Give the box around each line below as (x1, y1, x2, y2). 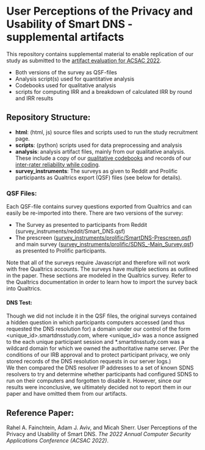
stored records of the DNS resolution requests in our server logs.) (6, 358, 171, 365)
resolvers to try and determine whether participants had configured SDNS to (6, 371, 198, 378)
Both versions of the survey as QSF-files (15, 68, 117, 76)
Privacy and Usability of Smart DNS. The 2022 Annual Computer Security (6, 430, 191, 438)
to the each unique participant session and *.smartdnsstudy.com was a (6, 338, 185, 346)
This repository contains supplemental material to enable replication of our (6, 50, 194, 57)
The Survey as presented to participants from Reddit (15, 221, 148, 229)
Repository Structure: (6, 112, 91, 123)
